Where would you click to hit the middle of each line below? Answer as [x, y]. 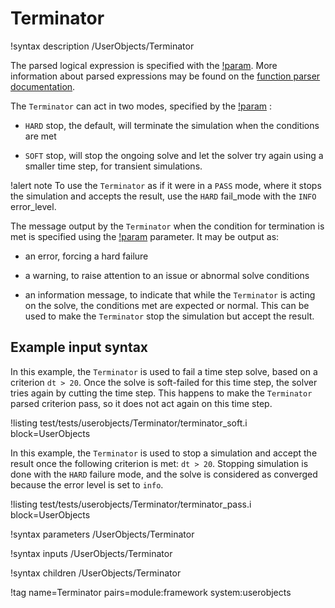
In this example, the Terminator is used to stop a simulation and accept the [164, 453]
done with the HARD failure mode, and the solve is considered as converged [164, 474]
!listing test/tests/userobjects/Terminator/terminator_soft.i [129, 423]
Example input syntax [79, 347]
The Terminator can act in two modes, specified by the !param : [141, 106]
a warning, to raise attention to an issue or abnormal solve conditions [167, 275]
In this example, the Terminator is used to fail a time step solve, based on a [164, 371]
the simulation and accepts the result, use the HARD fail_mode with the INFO [163, 196]
